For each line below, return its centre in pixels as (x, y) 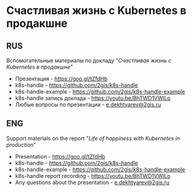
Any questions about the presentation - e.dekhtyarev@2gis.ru (92, 182)
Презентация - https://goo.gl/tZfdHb (61, 79)
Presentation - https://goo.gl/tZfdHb (60, 156)
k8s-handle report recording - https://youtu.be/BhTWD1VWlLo (93, 176)
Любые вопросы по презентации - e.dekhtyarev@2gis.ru (88, 105)
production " (21, 145)
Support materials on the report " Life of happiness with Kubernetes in (93, 138)
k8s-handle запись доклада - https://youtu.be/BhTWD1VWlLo (93, 98)
